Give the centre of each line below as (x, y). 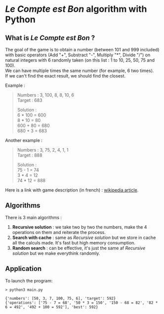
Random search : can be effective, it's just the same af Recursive (79, 248)
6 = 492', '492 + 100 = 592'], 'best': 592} (52, 307)
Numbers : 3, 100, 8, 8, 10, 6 (45, 95)
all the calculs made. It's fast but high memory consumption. (74, 242)
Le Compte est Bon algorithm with (76, 9)
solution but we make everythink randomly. (56, 253)
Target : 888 (30, 155)
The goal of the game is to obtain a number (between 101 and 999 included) (82, 50)
